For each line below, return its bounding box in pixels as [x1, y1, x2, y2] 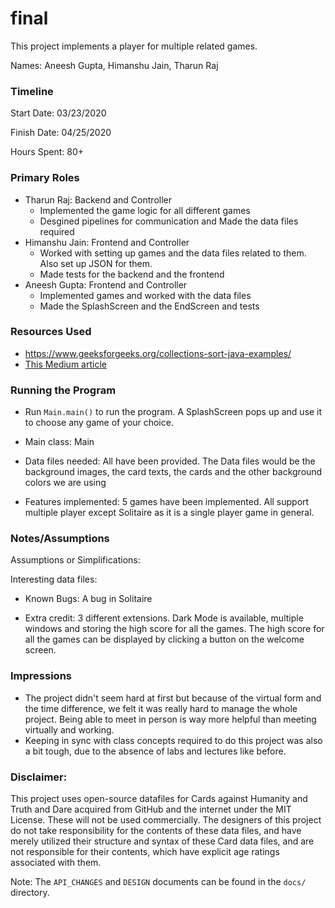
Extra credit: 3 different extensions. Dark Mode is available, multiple [24, 612, 304, 624]
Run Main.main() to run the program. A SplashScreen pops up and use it [24, 406, 323, 418]
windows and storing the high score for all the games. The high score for [24, 623, 325, 635]
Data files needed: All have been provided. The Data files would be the [24, 455, 316, 467]
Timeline [10, 84, 54, 98]
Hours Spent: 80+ [10, 146, 84, 158]
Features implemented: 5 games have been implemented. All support [24, 496, 310, 508]
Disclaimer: [10, 770, 68, 784]
